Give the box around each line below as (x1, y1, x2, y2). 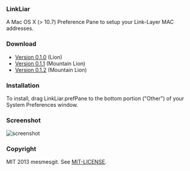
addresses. (6, 25, 34, 32)
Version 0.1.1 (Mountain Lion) (14, 59, 86, 67)
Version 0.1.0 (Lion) (14, 53, 63, 61)
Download (6, 40, 37, 48)
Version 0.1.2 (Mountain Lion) (14, 66, 87, 73)
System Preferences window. (6, 101, 79, 108)
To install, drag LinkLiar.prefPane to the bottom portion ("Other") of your (6, 95, 185, 102)
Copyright (6, 145, 37, 153)
